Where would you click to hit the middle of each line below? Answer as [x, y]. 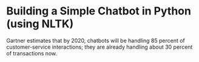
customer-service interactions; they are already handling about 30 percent [99, 47]
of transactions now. [32, 53]
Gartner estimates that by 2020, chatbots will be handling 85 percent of [96, 40]
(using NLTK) [40, 24]
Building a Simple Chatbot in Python [99, 11]
